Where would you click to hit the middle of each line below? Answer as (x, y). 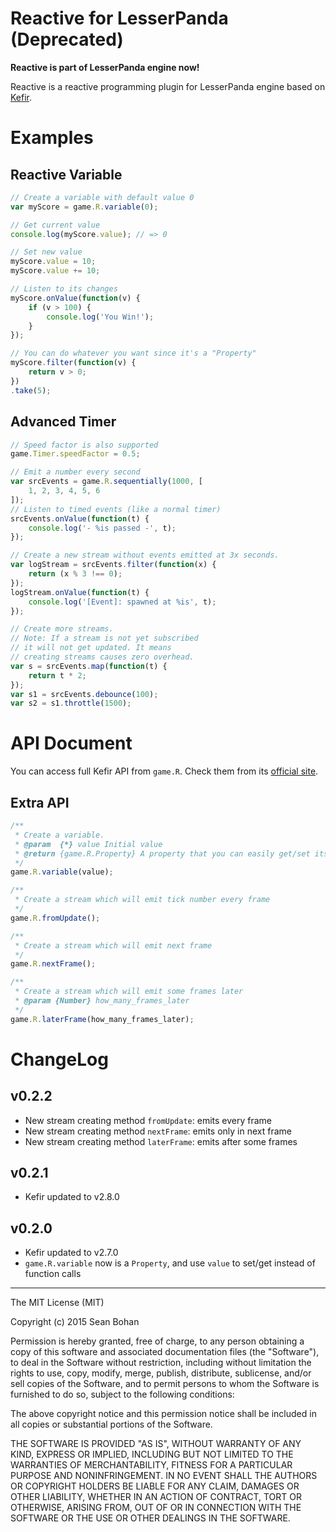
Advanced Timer (63, 422)
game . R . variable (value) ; (62, 872)
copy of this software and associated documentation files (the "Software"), (165, 1352)
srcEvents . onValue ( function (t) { (80, 518)
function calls (53, 1274)
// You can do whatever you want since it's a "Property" (133, 353)
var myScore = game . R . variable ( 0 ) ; (84, 207)
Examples (52, 138)
